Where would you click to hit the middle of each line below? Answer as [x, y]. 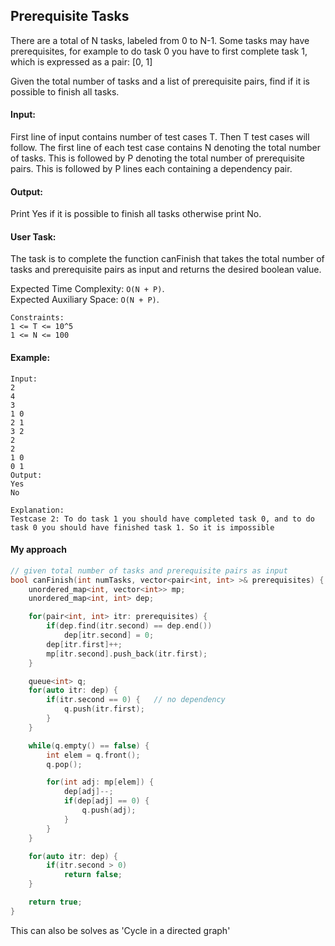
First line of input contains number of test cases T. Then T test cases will [160, 137]
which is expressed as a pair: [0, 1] [81, 61]
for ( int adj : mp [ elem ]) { [100, 782]
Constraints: [37, 318]
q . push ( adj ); [109, 810]
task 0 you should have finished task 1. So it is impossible [142, 527]
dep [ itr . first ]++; [84, 644]
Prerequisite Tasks [70, 16]
